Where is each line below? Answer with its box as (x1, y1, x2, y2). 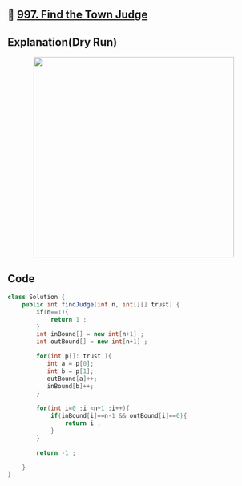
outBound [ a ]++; (46, 375, 98, 383)
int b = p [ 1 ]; (46, 367, 94, 375)
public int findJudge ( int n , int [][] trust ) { (22, 300, 180, 309)
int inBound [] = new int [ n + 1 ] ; (36, 330, 145, 338)
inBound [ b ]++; (46, 382, 94, 390)
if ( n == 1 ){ (36, 308, 69, 316)
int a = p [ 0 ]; (46, 360, 94, 368)
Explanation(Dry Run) (7, 35, 118, 49)
